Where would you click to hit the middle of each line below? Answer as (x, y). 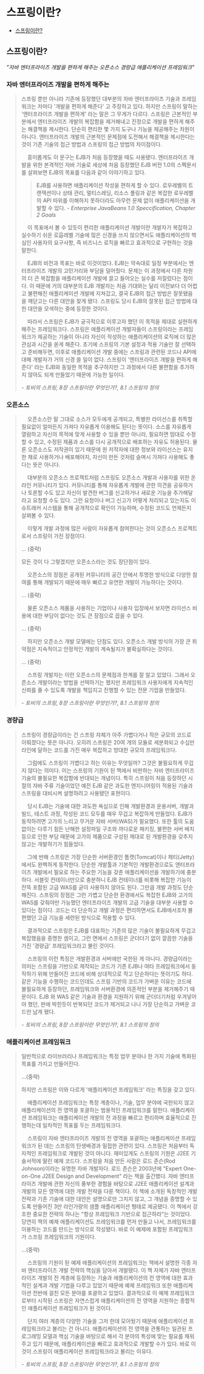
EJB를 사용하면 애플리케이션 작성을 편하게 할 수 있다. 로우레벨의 (111, 185)
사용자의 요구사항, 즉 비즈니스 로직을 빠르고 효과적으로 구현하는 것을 (113, 243)
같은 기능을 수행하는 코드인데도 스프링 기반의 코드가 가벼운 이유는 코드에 (106, 981)
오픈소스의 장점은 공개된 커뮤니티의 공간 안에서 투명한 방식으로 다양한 (109, 575)
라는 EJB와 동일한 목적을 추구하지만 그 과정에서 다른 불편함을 (106, 367)
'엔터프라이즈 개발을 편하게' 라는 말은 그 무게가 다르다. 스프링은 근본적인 (106, 114)
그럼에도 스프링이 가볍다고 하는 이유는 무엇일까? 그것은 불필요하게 (105, 763)
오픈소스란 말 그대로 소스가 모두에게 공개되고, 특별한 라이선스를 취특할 (110, 419)
